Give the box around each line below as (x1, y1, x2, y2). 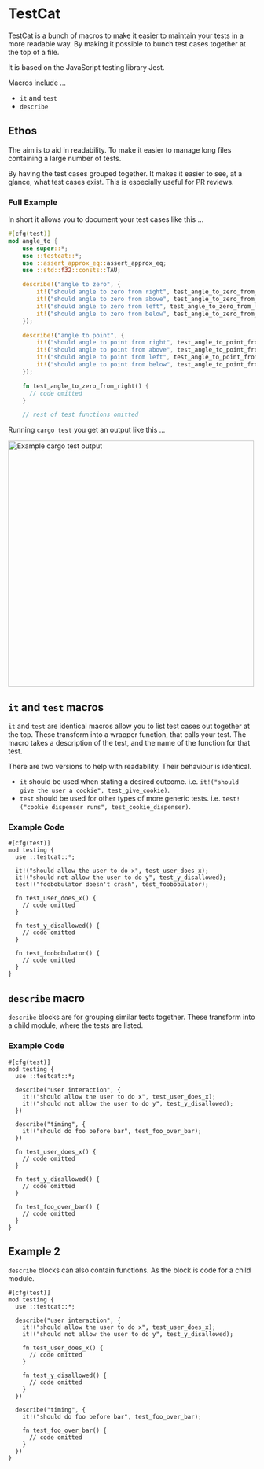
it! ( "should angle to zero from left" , (36, 302, 167, 311)
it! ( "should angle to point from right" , (36, 339, 174, 347)
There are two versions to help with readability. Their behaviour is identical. (8, 762, 252, 771)
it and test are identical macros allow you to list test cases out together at (8, 721, 250, 731)
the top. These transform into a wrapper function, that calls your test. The (8, 730, 247, 739)
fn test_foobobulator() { (15, 949, 101, 958)
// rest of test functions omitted (22, 411, 139, 419)
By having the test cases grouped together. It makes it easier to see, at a (8, 168, 243, 178)
